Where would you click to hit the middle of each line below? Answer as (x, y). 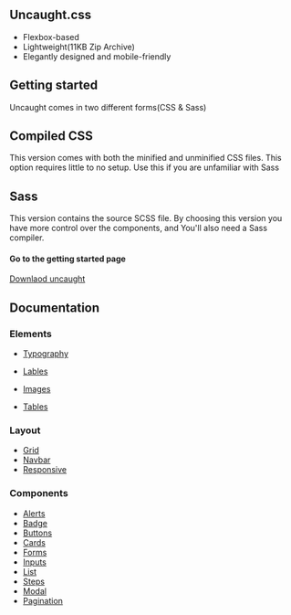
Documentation (55, 307)
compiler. (27, 238)
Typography (46, 354)
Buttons (37, 533)
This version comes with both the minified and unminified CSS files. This (145, 158)
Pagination (43, 600)
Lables (35, 371)
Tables (35, 407)
